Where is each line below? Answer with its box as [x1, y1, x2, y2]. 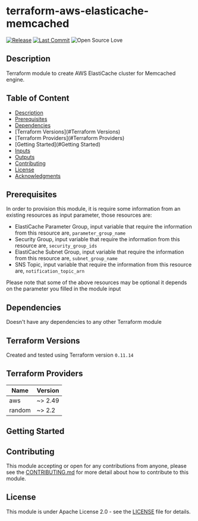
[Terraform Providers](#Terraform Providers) [14, 134, 125, 141]
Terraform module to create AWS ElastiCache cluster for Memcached [6, 70, 176, 77]
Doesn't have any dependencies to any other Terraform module [6, 319, 162, 326]
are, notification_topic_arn [14, 267, 85, 274]
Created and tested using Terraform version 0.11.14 [6, 351, 134, 358]
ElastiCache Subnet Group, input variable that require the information [14, 248, 184, 255]
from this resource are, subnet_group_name [14, 255, 118, 262]
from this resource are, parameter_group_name [14, 229, 126, 236]
